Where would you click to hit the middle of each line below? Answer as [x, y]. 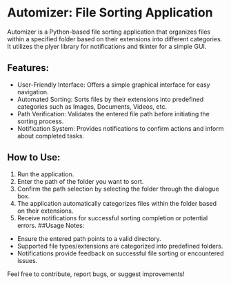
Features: [28, 68]
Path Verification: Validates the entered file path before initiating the [113, 114]
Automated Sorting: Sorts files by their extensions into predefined [110, 99]
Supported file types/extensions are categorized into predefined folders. [120, 246]
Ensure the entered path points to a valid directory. [89, 238]
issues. [27, 260]
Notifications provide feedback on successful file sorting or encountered [120, 253]
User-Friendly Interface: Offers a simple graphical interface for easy [113, 85]
